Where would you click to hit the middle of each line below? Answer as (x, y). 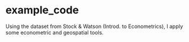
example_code (42, 10)
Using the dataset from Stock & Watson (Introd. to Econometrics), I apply (94, 26)
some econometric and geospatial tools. (55, 32)
